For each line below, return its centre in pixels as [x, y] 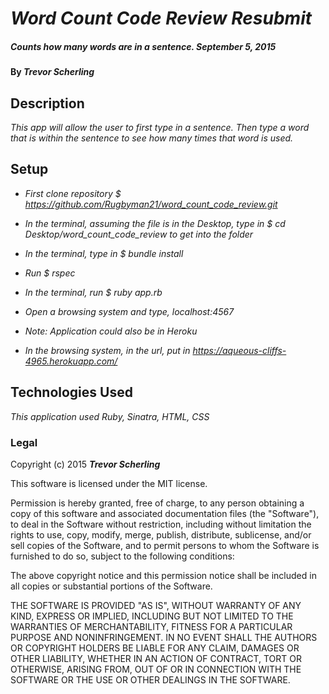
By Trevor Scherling [52, 72]
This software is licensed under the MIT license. [109, 483]
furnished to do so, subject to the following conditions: [122, 556]
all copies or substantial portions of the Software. [111, 586]
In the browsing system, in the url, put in [107, 350]
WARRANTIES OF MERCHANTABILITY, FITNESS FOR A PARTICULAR [151, 626]
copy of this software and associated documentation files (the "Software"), [165, 513]
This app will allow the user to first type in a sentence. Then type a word [160, 127]
